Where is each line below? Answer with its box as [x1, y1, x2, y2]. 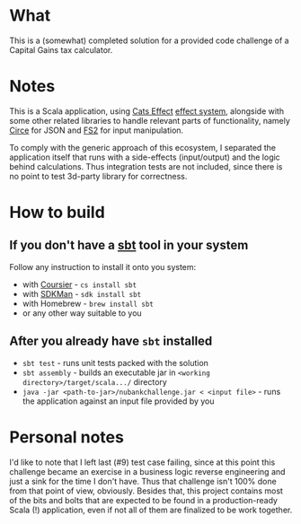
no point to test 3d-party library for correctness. [9, 170, 188, 181]
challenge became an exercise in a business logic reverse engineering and [9, 466, 286, 476]
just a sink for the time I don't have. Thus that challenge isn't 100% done [9, 476, 277, 486]
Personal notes [9, 427, 124, 447]
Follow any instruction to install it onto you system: [9, 261, 197, 272]
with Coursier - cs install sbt [22, 279, 137, 290]
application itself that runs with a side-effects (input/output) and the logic [9, 152, 280, 162]
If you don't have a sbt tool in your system [9, 238, 249, 253]
